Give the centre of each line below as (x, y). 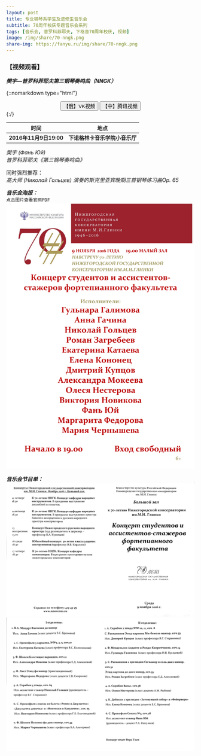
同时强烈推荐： (25, 172)
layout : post (22, 13)
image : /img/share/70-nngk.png (45, 38)
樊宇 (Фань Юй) (26, 152)
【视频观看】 (25, 67)
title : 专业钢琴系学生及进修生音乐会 (47, 19)
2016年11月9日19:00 (36, 138)
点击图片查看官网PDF (28, 200)
